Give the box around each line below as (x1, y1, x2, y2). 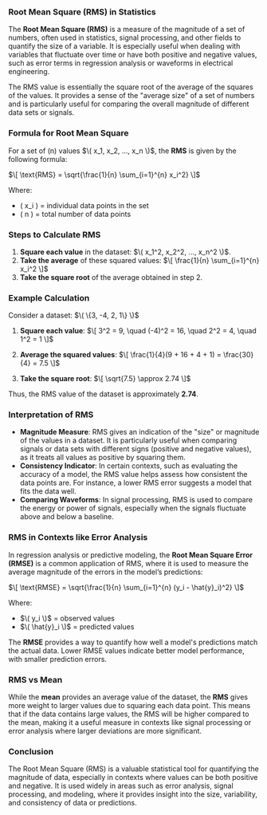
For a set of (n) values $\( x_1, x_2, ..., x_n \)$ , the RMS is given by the (8, 146, 237, 156)
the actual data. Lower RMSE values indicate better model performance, (8, 645, 245, 656)
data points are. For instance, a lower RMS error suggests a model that (19, 478, 253, 488)
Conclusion (8, 746, 54, 757)
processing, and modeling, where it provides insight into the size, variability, (8, 789, 257, 799)
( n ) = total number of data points (19, 209, 132, 219)
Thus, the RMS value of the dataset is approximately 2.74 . (8, 389, 199, 399)
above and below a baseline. (19, 512, 114, 522)
